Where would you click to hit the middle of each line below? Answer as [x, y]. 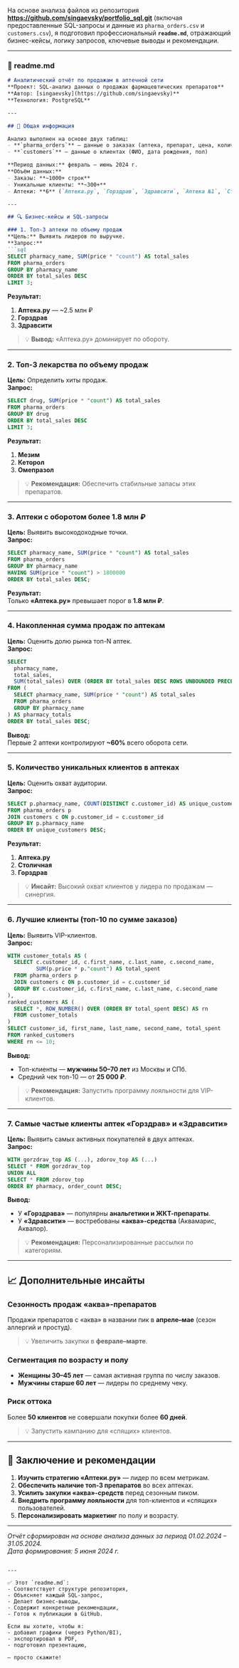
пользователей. [42, 1508]
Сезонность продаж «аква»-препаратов [82, 1304]
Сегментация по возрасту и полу [68, 1360]
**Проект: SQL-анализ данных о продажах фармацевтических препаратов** [116, 87]
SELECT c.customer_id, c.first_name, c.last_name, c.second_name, [114, 962]
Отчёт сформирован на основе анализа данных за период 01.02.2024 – [117, 1536]
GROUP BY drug [28, 414]
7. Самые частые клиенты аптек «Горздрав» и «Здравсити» [118, 1123]
